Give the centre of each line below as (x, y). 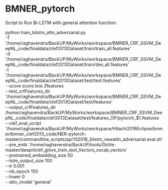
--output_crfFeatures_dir (31, 107)
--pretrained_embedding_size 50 (39, 155)
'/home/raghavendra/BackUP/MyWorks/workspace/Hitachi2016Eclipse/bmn (84, 128)
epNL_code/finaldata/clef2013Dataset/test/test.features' (63, 80)
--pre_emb (16, 144)
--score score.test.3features (35, 85)
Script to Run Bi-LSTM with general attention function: (61, 23)
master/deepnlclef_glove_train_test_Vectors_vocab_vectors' (66, 150)
